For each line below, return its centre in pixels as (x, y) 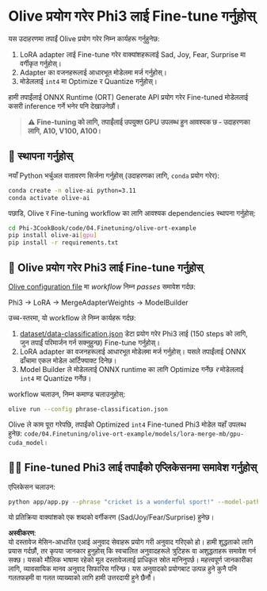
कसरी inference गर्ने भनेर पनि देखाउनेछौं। (64, 106)
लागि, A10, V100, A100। (65, 131)
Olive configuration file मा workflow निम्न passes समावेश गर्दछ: (102, 286)
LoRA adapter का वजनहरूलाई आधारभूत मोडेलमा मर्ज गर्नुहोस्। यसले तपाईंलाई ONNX (133, 351)
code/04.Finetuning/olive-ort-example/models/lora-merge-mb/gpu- (133, 434)
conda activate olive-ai (49, 198)
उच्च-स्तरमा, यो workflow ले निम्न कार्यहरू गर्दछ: (72, 317)
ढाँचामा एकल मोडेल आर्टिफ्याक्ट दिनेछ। (68, 360)
